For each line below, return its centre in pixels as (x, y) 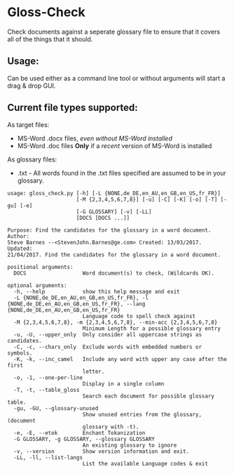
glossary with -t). (111, 427)
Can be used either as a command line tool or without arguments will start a (116, 78)
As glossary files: (32, 159)
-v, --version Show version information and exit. (102, 451)
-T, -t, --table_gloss (47, 390)
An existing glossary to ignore (130, 445)
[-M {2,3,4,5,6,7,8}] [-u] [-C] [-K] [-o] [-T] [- (152, 199)
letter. (94, 371)
